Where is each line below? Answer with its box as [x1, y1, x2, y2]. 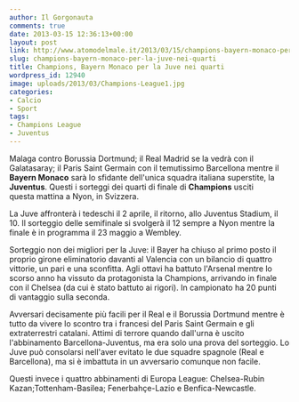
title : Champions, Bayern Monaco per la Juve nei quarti [9, 63, 225, 72]
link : [9, 46, 29, 55]
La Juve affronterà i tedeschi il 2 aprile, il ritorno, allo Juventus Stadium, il [9, 208, 279, 219]
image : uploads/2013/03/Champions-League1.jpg [9, 79, 185, 88]
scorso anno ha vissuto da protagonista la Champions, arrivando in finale [9, 272, 278, 283]
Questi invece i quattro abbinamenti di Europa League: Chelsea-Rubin [9, 373, 265, 383]
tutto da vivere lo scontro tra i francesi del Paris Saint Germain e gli [9, 318, 255, 329]
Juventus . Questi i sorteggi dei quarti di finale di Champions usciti [9, 181, 254, 192]
